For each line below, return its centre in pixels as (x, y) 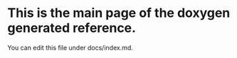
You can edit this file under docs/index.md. (70, 47)
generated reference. (72, 28)
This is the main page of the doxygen (119, 13)
